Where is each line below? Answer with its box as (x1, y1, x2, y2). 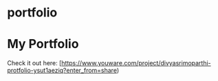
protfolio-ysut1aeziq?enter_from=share (7, 67, 117, 75)
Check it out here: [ (7, 59, 62, 67)
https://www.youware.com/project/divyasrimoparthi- (61, 59, 211, 67)
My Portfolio (7, 36, 79, 52)
